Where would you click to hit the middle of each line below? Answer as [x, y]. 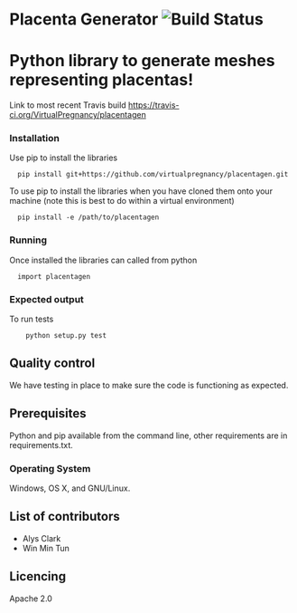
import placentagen [54, 276]
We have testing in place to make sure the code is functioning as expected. [149, 385]
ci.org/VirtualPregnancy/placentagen [78, 115]
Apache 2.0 [31, 599]
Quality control [52, 364]
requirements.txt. [42, 445]
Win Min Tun [46, 548]
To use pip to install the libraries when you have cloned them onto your [141, 191]
